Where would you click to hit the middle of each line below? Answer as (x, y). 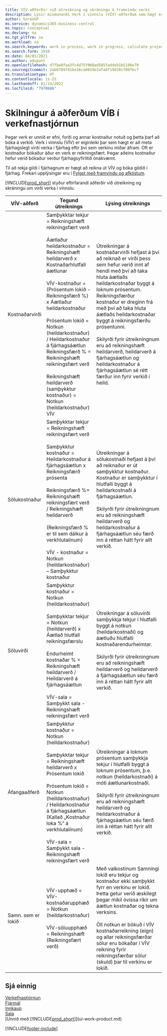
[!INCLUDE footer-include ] (32, 1029)
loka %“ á (57, 823)
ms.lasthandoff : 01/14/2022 (34, 84)
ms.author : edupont (25, 61)
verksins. (107, 912)
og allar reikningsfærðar (124, 937)
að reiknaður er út (117, 465)
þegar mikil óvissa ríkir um (127, 900)
